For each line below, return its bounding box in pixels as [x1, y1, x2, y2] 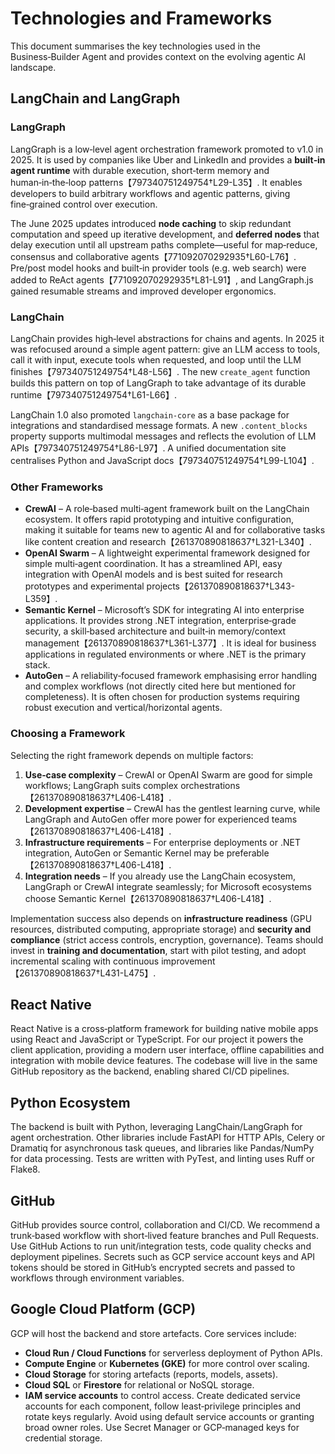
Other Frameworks [10, 480, 104, 494]
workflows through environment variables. [10, 1272, 185, 1284]
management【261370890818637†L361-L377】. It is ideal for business [24, 637, 317, 649]
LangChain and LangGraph [10, 90, 181, 107]
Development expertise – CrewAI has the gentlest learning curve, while [24, 802, 321, 814]
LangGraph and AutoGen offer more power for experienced [24, 813, 270, 825]
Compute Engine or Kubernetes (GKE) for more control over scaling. [24, 1357, 310, 1369]
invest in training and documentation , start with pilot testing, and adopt [10, 944, 307, 956]
